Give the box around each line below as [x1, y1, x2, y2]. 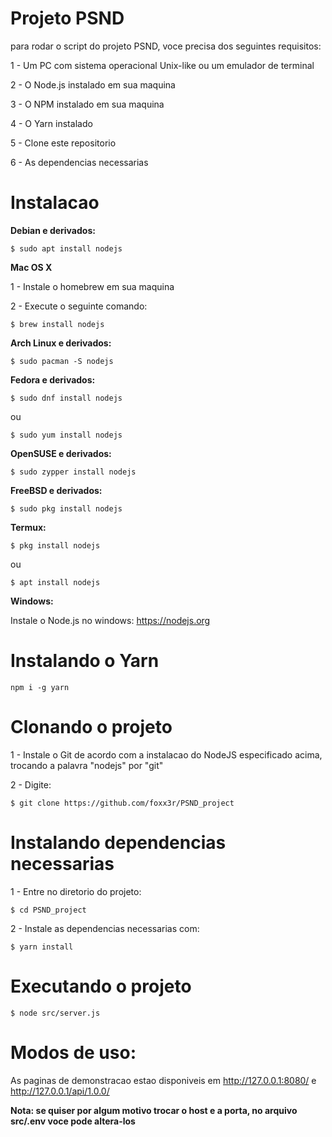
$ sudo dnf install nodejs [10, 393, 123, 403]
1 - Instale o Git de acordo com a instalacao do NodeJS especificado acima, [10, 748, 323, 761]
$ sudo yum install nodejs [10, 430, 123, 440]
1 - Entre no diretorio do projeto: [10, 885, 142, 897]
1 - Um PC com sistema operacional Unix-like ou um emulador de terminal [10, 59, 315, 71]
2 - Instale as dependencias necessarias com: [10, 922, 200, 934]
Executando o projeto [10, 975, 192, 997]
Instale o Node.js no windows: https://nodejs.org [10, 614, 211, 626]
